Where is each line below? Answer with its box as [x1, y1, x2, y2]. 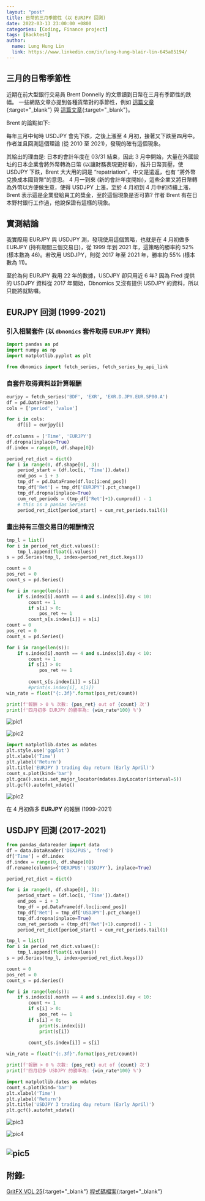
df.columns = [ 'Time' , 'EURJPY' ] [6, 433, 92, 439]
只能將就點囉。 [6, 287, 44, 295]
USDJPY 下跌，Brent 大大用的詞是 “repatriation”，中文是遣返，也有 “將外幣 [6, 168, 196, 176]
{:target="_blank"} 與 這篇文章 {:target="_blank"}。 [6, 106, 133, 114]
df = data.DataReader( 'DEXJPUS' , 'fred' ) [6, 848, 114, 854]
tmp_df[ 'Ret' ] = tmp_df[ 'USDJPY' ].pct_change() [17, 909, 141, 916]
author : [6, 37, 26, 44]
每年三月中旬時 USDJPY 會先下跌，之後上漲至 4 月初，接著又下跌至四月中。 [6, 132, 198, 139]
